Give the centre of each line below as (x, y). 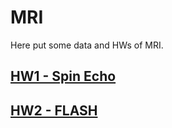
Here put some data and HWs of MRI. (87, 45)
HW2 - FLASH (54, 110)
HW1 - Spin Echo (63, 76)
